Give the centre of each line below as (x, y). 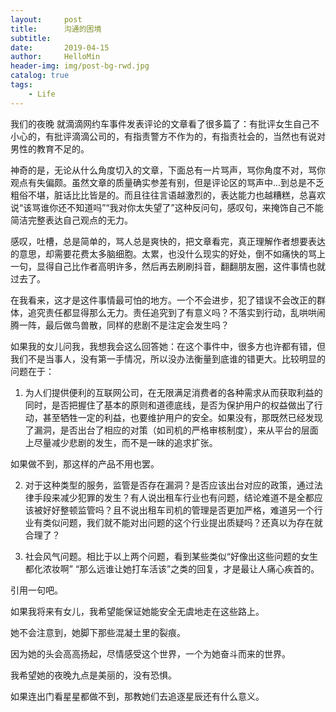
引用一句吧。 (36, 590)
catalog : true (40, 76)
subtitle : (31, 38)
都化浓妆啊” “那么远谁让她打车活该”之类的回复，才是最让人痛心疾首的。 (172, 568)
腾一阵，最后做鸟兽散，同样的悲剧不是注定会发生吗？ (120, 325)
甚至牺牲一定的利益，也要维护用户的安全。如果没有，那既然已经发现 (182, 417)
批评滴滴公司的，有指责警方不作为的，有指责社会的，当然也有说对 (189, 136)
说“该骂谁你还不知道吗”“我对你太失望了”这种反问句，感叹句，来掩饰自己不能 (167, 207)
